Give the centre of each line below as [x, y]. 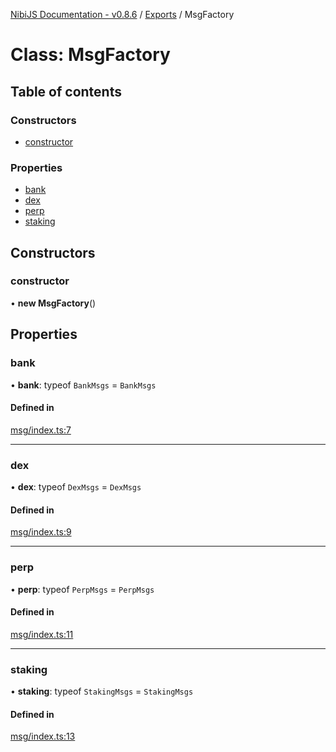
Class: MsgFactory [90, 55]
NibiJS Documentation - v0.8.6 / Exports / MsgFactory [122, 14]
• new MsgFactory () [53, 303]
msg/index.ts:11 [42, 634]
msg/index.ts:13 [43, 736]
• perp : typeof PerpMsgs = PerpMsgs [82, 589]
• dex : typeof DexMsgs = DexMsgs [76, 487]
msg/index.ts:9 [41, 532]
